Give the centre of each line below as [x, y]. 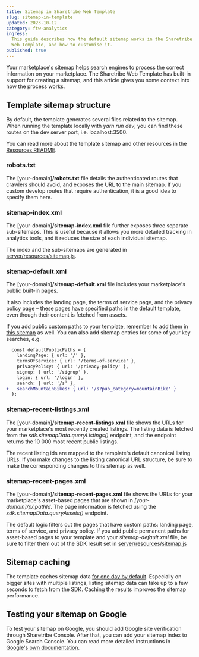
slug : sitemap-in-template [40, 17]
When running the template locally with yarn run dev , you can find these [94, 126]
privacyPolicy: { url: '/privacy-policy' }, [73, 367]
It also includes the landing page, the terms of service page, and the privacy [99, 302]
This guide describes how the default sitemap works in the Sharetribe [102, 39]
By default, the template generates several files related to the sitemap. [92, 119]
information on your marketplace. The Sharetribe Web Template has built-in [99, 73]
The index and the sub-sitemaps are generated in [67, 250]
